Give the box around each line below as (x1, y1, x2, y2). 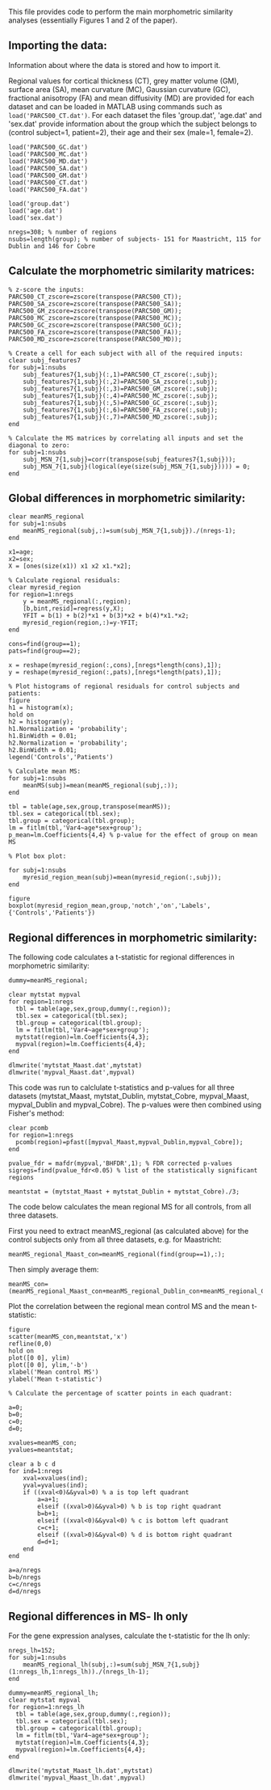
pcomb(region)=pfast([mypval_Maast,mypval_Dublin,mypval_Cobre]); (15, 1138, 244, 1146)
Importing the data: (8, 39, 107, 53)
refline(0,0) (8, 1340, 52, 1349)
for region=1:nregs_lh (8, 1703, 85, 1712)
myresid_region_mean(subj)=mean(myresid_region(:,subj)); (23, 873, 222, 882)
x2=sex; (8, 555, 35, 564)
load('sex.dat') (8, 213, 63, 222)
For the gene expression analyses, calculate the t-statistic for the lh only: (8, 1631, 250, 1640)
